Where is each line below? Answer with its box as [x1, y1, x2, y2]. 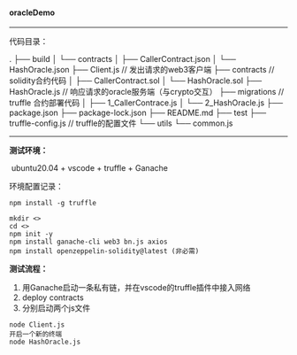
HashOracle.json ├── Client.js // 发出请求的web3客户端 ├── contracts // [9, 65, 275, 75]
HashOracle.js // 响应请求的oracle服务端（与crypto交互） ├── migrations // [9, 87, 285, 97]
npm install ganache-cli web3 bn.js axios [9, 237, 168, 247]
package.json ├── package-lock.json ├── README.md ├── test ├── [9, 107, 267, 119]
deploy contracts [21, 292, 84, 303]
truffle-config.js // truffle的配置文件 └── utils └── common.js [9, 118, 233, 128]
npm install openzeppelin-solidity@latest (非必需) [9, 247, 200, 256]
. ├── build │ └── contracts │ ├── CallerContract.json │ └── [9, 54, 237, 65]
